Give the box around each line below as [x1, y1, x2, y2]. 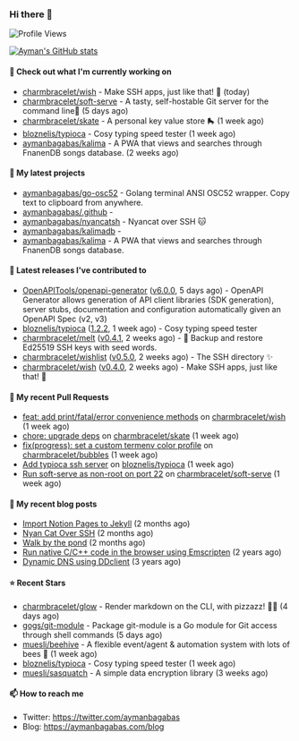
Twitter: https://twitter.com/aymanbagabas [21, 711, 181, 722]
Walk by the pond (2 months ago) [21, 537, 146, 549]
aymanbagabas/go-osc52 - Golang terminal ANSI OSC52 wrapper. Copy [21, 187, 290, 198]
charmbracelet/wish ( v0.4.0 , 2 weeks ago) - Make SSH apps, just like [21, 362, 278, 372]
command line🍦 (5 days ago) [21, 105, 129, 115]
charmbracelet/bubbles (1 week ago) [21, 449, 158, 460]
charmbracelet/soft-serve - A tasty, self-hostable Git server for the [21, 96, 269, 106]
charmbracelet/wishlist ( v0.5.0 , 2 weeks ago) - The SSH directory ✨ [21, 351, 273, 362]
